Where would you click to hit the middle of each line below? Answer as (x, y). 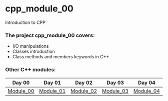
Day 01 (52, 83)
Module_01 (52, 91)
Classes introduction (33, 51)
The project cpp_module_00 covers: (50, 35)
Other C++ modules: (30, 70)
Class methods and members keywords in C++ (61, 57)
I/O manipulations (30, 46)
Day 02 (83, 83)
